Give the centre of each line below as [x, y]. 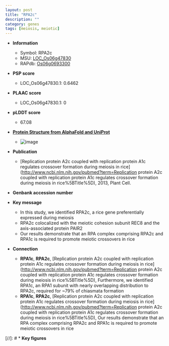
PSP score [23, 73]
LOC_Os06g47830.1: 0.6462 [49, 83]
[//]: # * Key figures [26, 338]
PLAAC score [27, 93]
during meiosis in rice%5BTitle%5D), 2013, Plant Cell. [75, 183]
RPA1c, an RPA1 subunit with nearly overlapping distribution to [84, 285]
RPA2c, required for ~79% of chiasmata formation [72, 291]
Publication [25, 152]
